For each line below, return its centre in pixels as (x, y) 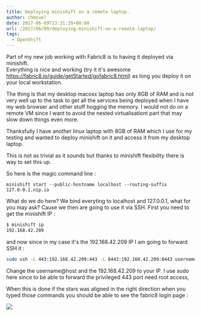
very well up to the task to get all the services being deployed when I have (98, 100)
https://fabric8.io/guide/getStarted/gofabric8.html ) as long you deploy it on (99, 76)
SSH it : (16, 248)
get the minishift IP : (31, 214)
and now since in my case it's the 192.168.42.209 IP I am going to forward (97, 242)
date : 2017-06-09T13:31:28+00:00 (48, 23)
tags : (13, 34)
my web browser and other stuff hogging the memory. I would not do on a (97, 107)
